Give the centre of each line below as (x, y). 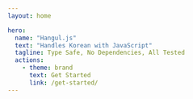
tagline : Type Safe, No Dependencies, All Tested (100, 53)
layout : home (29, 16)
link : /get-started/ (63, 82)
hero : (17, 30)
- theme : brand (48, 68)
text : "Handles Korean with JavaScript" (84, 45)
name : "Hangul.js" (46, 38)
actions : (29, 60)
